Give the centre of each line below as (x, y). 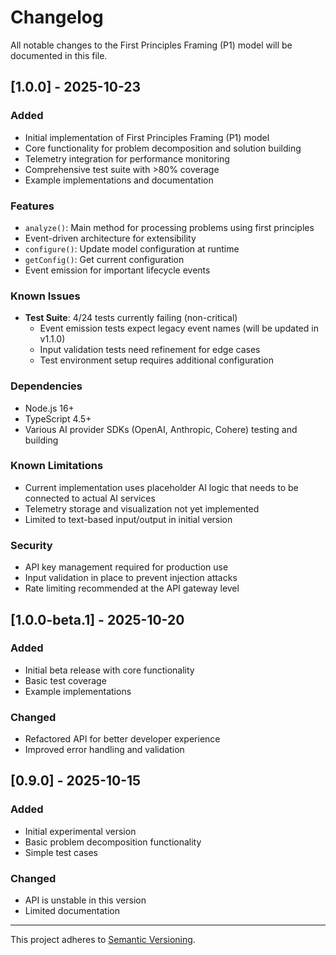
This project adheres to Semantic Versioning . (103, 940)
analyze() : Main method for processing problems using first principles (169, 227)
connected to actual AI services (90, 498)
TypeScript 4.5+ (58, 418)
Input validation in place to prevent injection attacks (131, 578)
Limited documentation (72, 911)
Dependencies (46, 386)
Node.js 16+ (49, 408)
